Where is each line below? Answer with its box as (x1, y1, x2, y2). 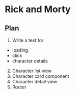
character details (12, 58, 48, 64)
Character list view (12, 68, 52, 74)
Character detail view (12, 79, 57, 84)
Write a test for (12, 37, 44, 43)
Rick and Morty (5, 4, 71, 15)
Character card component (12, 73, 69, 79)
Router (12, 84, 27, 90)
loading (12, 47, 29, 53)
